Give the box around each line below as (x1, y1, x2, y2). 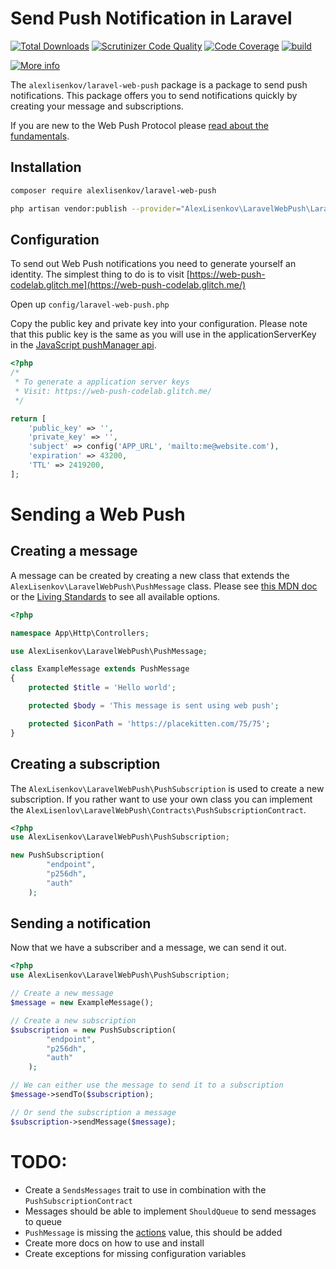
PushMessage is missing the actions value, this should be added (24, 1226, 283, 1238)
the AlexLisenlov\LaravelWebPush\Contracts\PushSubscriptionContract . (10, 803, 307, 816)
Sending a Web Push (10, 503, 186, 526)
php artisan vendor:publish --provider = (10, 203, 182, 214)
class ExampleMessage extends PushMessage (10, 664, 190, 674)
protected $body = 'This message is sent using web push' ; (28, 701, 280, 711)
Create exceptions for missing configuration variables (24, 1247, 247, 1259)
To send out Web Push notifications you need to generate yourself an (10, 258, 297, 270)
